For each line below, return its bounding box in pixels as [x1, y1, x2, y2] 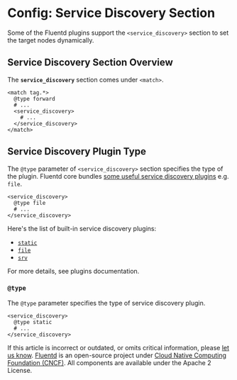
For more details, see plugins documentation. [7, 267, 140, 275]
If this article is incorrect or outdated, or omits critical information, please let [7, 343, 229, 352]
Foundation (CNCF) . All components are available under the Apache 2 [7, 358, 211, 367]
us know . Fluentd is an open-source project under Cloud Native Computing [7, 351, 227, 359]
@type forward [13, 95, 55, 102]
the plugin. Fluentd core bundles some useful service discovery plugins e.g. [7, 172, 229, 180]
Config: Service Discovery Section [7, 5, 215, 21]
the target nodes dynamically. [7, 35, 94, 44]
